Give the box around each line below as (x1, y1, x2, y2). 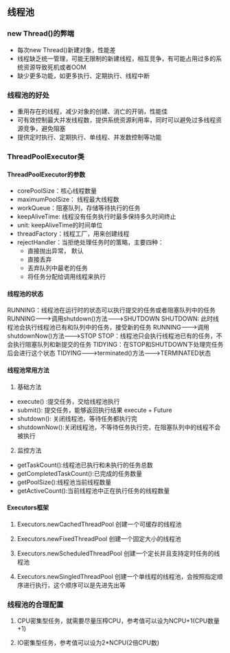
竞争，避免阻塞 (23, 124, 66, 133)
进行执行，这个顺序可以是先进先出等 (23, 581, 126, 589)
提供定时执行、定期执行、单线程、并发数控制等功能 (16, 133, 162, 141)
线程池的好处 (7, 90, 50, 100)
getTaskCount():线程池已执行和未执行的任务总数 (16, 461, 153, 469)
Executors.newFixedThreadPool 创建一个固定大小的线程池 (16, 534, 181, 542)
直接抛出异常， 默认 (27, 247, 84, 255)
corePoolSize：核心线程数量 (16, 187, 97, 195)
